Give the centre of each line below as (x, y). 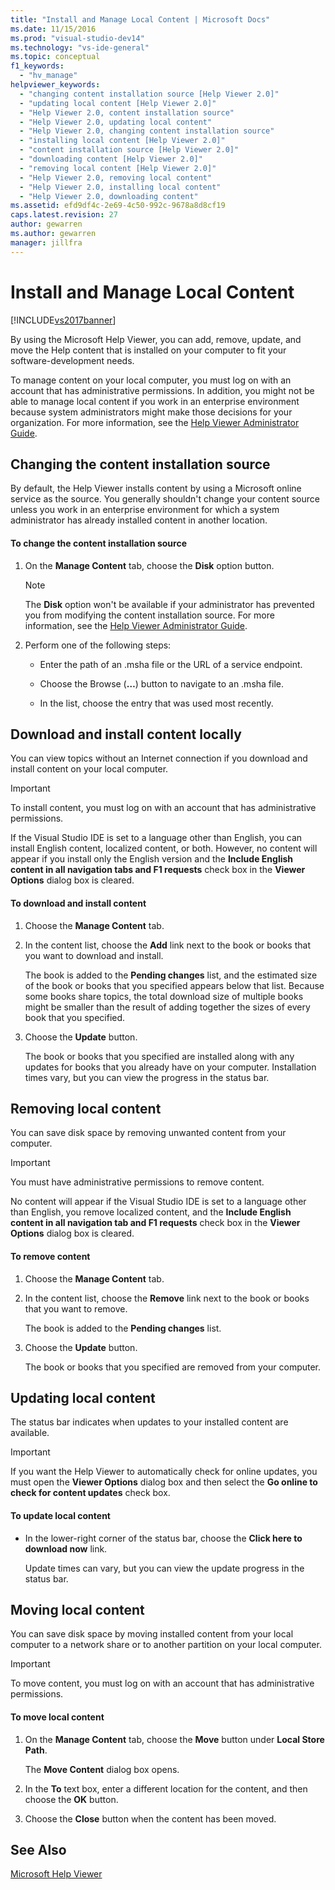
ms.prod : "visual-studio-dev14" (77, 38)
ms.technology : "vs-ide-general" (80, 47)
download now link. (66, 1548)
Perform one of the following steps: (98, 645)
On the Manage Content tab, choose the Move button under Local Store (174, 1739)
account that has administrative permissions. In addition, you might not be (162, 390)
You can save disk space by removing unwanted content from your (148, 1133)
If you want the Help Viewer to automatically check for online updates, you (164, 1472)
